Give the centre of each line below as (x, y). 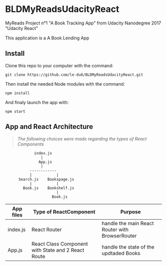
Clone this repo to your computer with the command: (59, 65)
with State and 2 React (58, 250)
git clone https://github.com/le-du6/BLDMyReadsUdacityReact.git (74, 75)
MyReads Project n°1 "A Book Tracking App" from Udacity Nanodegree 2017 (83, 23)
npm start (15, 111)
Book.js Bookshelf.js (49, 188)
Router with (115, 229)
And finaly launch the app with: (37, 102)
